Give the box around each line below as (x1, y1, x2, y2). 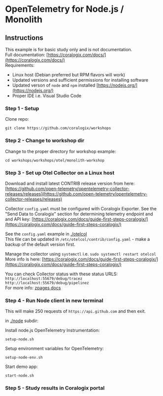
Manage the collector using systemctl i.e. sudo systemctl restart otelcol (5, 251, 157, 257)
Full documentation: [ (5, 52, 48, 58)
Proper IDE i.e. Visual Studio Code (12, 93, 82, 99)
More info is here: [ (5, 256, 44, 262)
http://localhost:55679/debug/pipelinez (5, 280, 90, 285)
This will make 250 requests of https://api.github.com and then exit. (5, 308, 146, 314)
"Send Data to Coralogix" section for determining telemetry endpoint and (5, 211, 154, 217)
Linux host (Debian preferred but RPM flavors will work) (12, 72, 126, 77)
